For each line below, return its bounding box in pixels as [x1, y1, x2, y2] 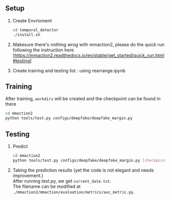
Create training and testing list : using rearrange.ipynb [12, 67, 126, 73]
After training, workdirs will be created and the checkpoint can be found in [5, 96, 161, 102]
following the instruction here [12, 47, 74, 53]
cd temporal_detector [12, 27, 58, 33]
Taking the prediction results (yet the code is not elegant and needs [12, 167, 154, 173]
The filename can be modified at [12, 183, 81, 189]
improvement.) [12, 173, 44, 179]
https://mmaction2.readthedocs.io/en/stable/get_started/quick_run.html [14, 52, 165, 58]
